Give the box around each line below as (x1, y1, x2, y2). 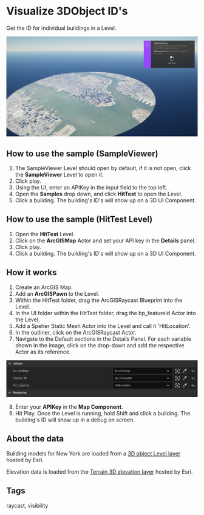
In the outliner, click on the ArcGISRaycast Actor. (15, 329, 137, 336)
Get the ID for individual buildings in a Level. (6, 24, 117, 32)
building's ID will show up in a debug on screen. (15, 416, 135, 423)
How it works (6, 267, 57, 278)
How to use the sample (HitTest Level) (6, 214, 153, 225)
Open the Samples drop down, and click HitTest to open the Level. (15, 190, 183, 198)
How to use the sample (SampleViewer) (6, 148, 158, 159)
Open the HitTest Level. (15, 230, 75, 237)
